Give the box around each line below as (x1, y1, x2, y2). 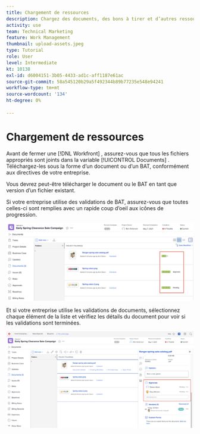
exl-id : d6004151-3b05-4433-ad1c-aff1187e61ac (6, 72, 124, 79)
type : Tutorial (6, 48, 44, 54)
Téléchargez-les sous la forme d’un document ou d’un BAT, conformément (6, 163, 189, 170)
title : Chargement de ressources (6, 10, 89, 15)
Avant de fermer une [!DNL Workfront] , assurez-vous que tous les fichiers (6, 149, 189, 157)
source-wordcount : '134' (6, 91, 68, 98)
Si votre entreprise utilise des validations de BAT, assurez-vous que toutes (6, 198, 189, 205)
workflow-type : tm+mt (6, 85, 60, 91)
